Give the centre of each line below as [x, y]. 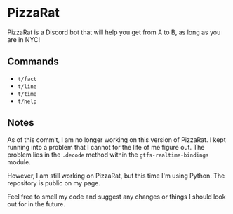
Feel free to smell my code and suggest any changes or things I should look [116, 197]
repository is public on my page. [54, 183]
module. [19, 162]
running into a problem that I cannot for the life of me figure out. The [106, 147]
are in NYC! [24, 39]
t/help [27, 101]
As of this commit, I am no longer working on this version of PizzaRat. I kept [116, 140]
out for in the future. [36, 204]
